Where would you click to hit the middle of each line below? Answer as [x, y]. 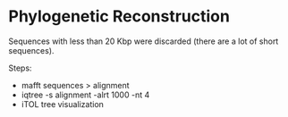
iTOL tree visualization [63, 104]
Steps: [20, 68]
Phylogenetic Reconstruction [119, 17]
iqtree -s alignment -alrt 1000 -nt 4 [85, 95]
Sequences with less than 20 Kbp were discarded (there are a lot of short [144, 41]
